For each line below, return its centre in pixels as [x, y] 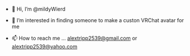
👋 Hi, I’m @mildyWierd [39, 9]
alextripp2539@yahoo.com [44, 46]
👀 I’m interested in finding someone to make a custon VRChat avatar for [98, 20]
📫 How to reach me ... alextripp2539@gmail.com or [74, 38]
